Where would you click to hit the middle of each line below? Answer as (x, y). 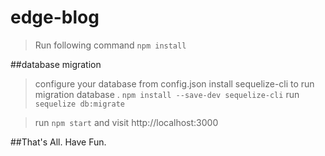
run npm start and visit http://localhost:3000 (126, 122)
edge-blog (55, 17)
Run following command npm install (110, 45)
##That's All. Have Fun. (58, 142)
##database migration (56, 64)
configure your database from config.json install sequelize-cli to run (174, 83)
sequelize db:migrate (79, 104)
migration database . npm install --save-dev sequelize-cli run (167, 94)
